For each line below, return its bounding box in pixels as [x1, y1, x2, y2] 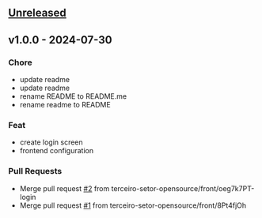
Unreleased [8, 6, 67, 20]
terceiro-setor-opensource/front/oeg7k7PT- [111, 183, 255, 193]
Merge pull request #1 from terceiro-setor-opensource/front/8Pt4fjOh [19, 201, 247, 210]
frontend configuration [19, 146, 93, 156]
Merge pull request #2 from [19, 183, 110, 193]
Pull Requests [8, 166, 63, 177]
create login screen [19, 137, 83, 147]
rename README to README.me [19, 92, 127, 101]
